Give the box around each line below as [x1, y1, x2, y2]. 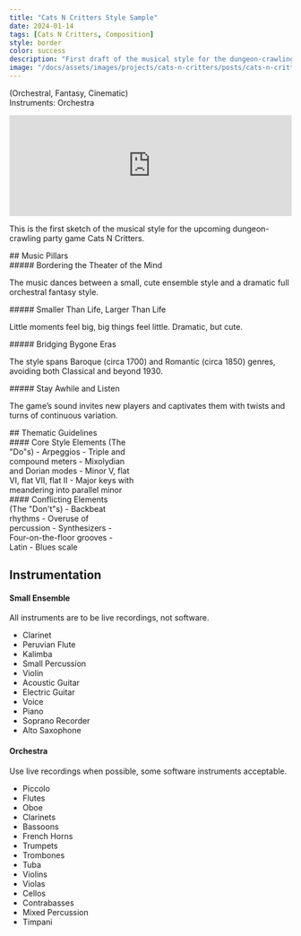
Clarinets [21, 811, 56, 822]
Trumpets [21, 840, 58, 851]
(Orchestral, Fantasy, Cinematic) [9, 87, 129, 99]
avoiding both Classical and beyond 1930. [9, 365, 163, 377]
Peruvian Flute [21, 639, 76, 650]
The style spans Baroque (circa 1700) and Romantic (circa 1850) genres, [9, 356, 276, 367]
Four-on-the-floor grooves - [9, 532, 114, 542]
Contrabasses [21, 897, 74, 908]
